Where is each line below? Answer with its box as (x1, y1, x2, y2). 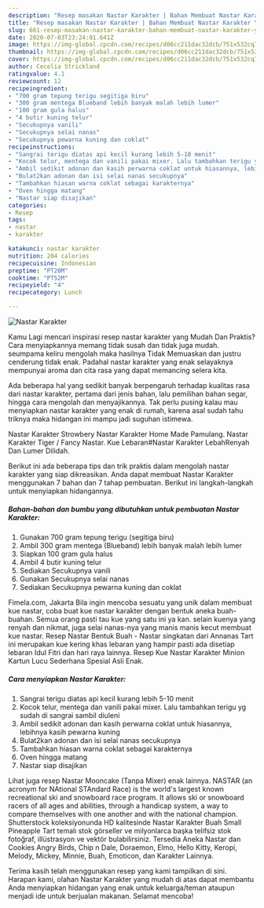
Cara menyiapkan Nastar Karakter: (8, 674, 126, 683)
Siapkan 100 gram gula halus (19, 549, 113, 558)
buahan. (8, 614, 35, 624)
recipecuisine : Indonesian (8, 259, 97, 267)
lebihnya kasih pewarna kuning (19, 727, 120, 737)
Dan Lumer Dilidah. (8, 446, 71, 456)
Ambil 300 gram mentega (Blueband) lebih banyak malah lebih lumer (19, 540, 242, 550)
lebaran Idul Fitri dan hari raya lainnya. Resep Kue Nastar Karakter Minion (8, 647, 245, 657)
